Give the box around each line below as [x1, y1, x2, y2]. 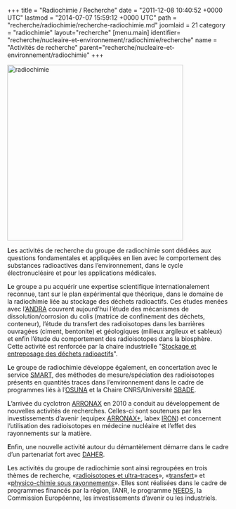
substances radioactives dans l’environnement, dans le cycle [7, 262, 183, 269]
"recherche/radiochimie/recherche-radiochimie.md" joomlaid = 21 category [7, 21, 226, 29]
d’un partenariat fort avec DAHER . [7, 450, 105, 458]
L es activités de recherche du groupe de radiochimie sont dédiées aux [7, 246, 212, 254]
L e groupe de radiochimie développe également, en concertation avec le [7, 363, 218, 371]
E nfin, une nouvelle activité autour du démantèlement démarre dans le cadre [7, 443, 229, 451]
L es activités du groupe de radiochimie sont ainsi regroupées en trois [7, 464, 208, 472]
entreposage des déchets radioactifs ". [7, 349, 118, 358]
